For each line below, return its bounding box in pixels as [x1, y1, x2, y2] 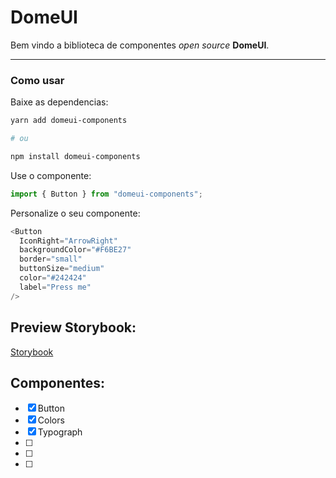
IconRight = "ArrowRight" [19, 236, 118, 246]
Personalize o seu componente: [10, 207, 141, 219]
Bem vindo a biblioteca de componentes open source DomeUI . [10, 39, 270, 51]
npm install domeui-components [10, 151, 141, 161]
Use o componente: [10, 169, 92, 181]
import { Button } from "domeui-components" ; [10, 189, 203, 199]
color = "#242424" [19, 273, 87, 283]
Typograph [37, 426, 83, 438]
